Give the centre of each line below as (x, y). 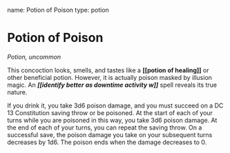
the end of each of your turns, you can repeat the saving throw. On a (105, 127)
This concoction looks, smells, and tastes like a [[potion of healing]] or (108, 70)
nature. (17, 92)
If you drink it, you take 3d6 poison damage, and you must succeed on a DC (115, 105)
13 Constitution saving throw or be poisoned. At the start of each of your (110, 112)
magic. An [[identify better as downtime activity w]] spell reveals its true (112, 85)
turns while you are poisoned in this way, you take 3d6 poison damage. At (112, 120)
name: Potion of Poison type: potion (58, 10)
